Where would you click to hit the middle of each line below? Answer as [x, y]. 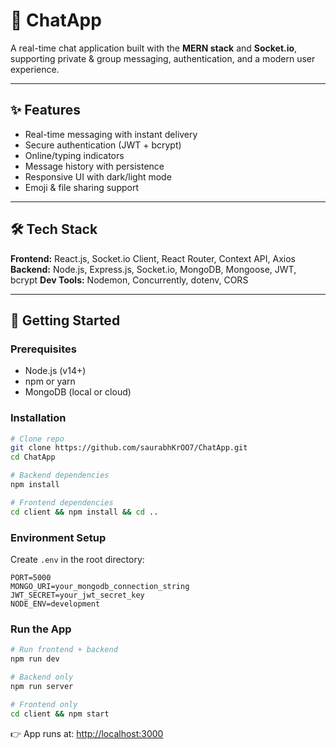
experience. [35, 69]
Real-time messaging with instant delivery [111, 134]
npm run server [42, 686]
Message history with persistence [94, 166]
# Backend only [42, 677]
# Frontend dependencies [62, 502]
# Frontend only [44, 704]
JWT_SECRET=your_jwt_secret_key [77, 595]
